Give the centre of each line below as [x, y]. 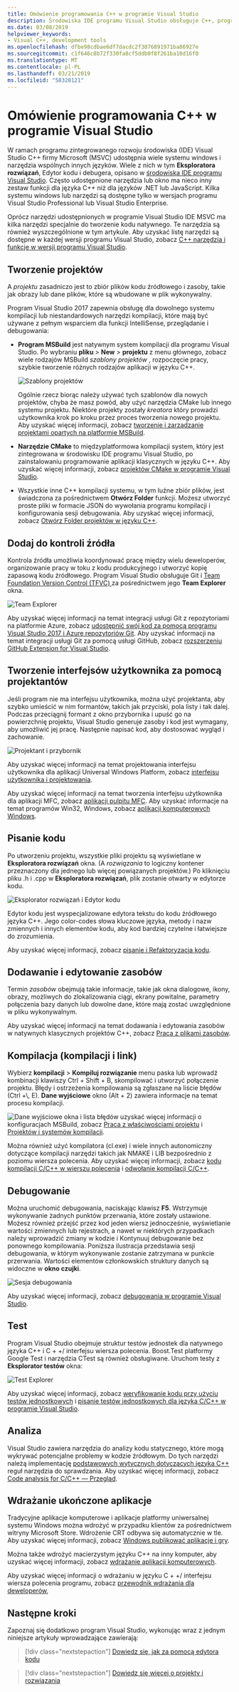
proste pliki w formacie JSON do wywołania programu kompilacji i [114, 505]
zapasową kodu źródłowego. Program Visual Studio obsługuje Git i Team [114, 575]
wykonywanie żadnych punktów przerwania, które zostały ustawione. [109, 1215]
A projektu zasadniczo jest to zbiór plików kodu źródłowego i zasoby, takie [117, 287]
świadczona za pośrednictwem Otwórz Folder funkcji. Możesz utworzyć [124, 498]
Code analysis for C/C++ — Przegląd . [63, 1478]
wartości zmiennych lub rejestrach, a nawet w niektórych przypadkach [111, 1231]
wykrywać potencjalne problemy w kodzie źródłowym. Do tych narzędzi [113, 1456]
